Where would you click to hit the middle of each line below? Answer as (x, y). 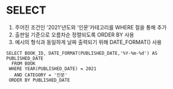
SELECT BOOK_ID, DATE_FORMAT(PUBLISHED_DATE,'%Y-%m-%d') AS (82, 53)
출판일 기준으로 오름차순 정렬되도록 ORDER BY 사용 (74, 34)
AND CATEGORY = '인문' (41, 75)
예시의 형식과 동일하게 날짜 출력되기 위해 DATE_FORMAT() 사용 (88, 42)
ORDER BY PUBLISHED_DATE (39, 80)
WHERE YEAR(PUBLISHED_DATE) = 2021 (52, 68)
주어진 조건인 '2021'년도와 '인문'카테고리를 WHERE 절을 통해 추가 (91, 27)
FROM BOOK (23, 63)
